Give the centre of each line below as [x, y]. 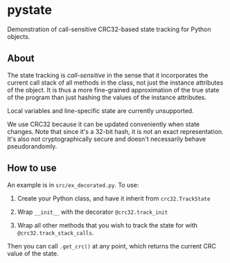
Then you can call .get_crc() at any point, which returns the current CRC [112, 246]
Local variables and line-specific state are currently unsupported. [100, 110]
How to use [32, 168]
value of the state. [33, 253]
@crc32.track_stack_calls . [55, 232]
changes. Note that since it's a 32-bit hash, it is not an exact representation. [115, 131]
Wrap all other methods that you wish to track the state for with [107, 225]
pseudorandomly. [32, 146]
